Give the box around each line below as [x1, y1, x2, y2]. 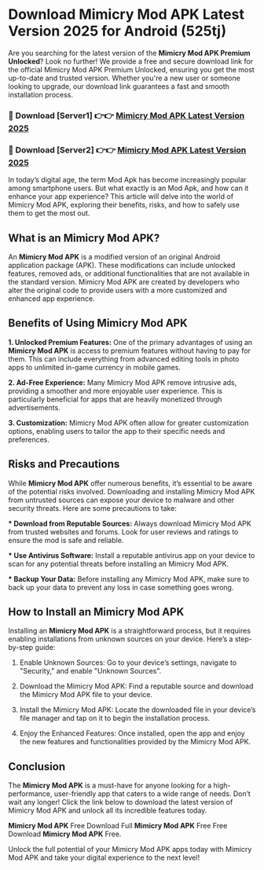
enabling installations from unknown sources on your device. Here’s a [8, 634, 233, 644]
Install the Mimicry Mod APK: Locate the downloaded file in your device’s [19, 705, 256, 714]
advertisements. [8, 402, 60, 412]
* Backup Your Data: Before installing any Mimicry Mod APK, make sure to [8, 574, 250, 583]
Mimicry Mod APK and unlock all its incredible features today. [8, 806, 207, 815]
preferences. [8, 435, 49, 444]
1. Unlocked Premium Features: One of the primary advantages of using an [8, 337, 253, 347]
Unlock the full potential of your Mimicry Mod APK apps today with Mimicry [8, 845, 252, 854]
